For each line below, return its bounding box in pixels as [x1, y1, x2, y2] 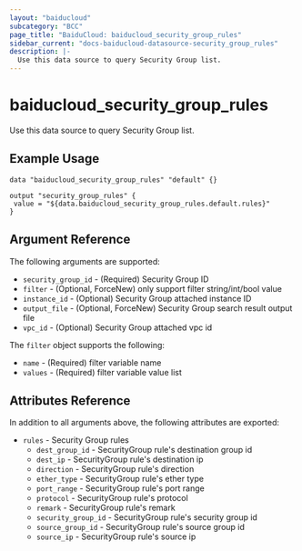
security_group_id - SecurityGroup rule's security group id [35, 512, 257, 523]
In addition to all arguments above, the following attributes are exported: [9, 417, 280, 428]
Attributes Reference [9, 393, 131, 408]
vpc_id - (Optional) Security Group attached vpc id [22, 322, 213, 333]
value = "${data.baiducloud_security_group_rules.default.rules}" [13, 199, 271, 208]
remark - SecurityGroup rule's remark [35, 502, 176, 514]
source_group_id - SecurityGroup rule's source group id [35, 522, 246, 533]
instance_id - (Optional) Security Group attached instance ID [22, 293, 252, 304]
